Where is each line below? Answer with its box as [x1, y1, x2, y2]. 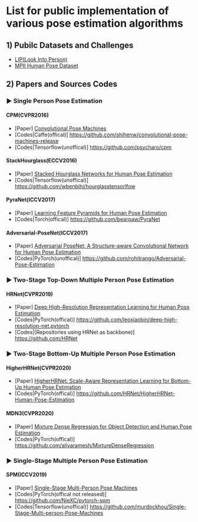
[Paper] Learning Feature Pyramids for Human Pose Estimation [14, 209, 167, 216]
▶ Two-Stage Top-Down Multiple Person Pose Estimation [6, 276, 174, 284]
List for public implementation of [6, 4, 169, 18]
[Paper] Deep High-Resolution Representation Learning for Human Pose [14, 304, 190, 311]
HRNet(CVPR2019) [6, 291, 53, 298]
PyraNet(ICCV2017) [6, 196, 56, 203]
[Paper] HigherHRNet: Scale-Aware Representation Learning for [14, 377, 170, 384]
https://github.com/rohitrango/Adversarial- [82, 255, 186, 262]
